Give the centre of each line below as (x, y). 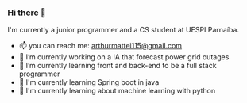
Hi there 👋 (27, 13)
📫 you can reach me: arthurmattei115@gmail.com (100, 46)
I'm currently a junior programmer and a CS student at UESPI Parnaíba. (123, 30)
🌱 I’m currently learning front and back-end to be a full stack (118, 66)
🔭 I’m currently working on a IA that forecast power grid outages (124, 57)
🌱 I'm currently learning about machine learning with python (117, 91)
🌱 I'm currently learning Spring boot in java (89, 82)
